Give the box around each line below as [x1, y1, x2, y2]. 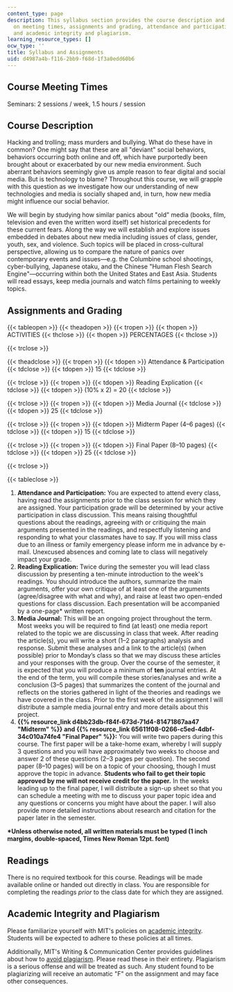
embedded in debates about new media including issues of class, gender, [7, 233, 218, 241]
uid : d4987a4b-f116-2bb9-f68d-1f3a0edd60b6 [7, 56, 135, 63]
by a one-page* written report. [17, 607, 105, 615]
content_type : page [7, 10, 64, 17]
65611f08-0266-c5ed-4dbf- [131, 725, 215, 733]
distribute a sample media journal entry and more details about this [17, 703, 209, 711]
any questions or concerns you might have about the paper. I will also [17, 799, 216, 807]
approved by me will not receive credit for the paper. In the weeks [17, 776, 209, 786]
